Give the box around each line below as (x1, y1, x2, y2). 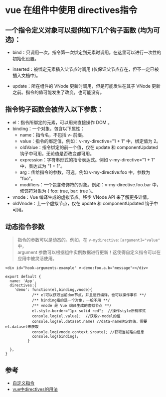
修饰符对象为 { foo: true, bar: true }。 (19, 188, 96, 194)
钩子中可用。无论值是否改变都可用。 (19, 150, 95, 156)
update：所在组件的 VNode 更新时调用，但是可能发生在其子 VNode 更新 (12, 83, 161, 89)
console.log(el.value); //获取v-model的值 (31, 313, 121, 319)
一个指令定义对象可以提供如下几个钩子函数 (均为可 (5, 26, 160, 34)
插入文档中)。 (12, 73, 41, 78)
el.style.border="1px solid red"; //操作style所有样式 (31, 308, 146, 313)
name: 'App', (9, 278, 37, 283)
